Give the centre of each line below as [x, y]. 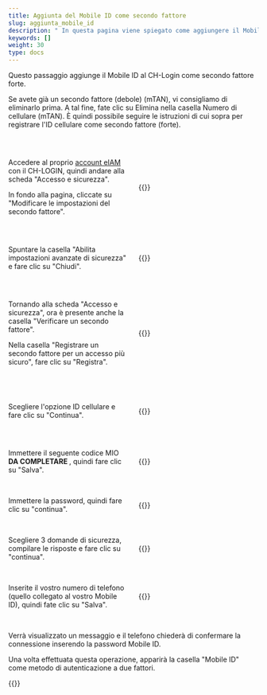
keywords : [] [30, 38]
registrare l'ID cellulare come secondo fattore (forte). [95, 125]
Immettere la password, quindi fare [65, 501]
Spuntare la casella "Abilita [52, 249]
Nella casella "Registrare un [54, 345]
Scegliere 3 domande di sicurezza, [65, 540]
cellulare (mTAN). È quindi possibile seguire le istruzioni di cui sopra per [126, 116]
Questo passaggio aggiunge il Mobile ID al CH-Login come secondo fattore [131, 75]
